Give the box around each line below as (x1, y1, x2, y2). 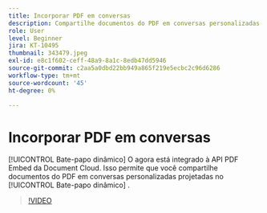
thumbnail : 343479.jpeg (8, 49, 88, 57)
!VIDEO (27, 196, 52, 206)
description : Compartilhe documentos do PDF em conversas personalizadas (8, 19, 261, 27)
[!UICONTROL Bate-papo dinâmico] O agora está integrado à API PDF (8, 154, 239, 165)
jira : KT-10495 (8, 42, 59, 50)
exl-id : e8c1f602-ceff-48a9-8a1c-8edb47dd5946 (8, 57, 167, 65)
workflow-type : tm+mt (8, 72, 81, 80)
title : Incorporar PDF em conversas (8, 11, 131, 20)
